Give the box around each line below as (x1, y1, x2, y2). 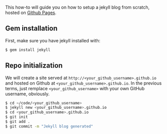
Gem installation (5, 24, 58, 33)
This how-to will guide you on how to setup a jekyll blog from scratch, (5, 5, 150, 10)
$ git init (5, 114, 28, 120)
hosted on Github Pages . (5, 10, 57, 16)
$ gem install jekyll (5, 47, 51, 52)
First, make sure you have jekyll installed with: (5, 37, 101, 43)
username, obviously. (5, 91, 50, 97)
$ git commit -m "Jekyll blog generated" (5, 123, 94, 129)
